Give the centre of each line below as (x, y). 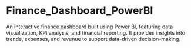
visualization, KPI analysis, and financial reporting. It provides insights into (96, 32)
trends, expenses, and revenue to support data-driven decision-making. (93, 39)
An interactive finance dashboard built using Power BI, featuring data (90, 27)
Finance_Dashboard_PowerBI (80, 11)
